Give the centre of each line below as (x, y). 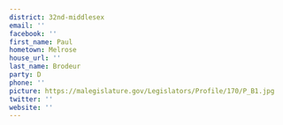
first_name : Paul (41, 42)
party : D (25, 75)
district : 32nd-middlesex (57, 17)
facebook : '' (33, 33)
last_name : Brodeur (45, 67)
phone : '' (27, 83)
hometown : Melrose (43, 50)
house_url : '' (35, 58)
